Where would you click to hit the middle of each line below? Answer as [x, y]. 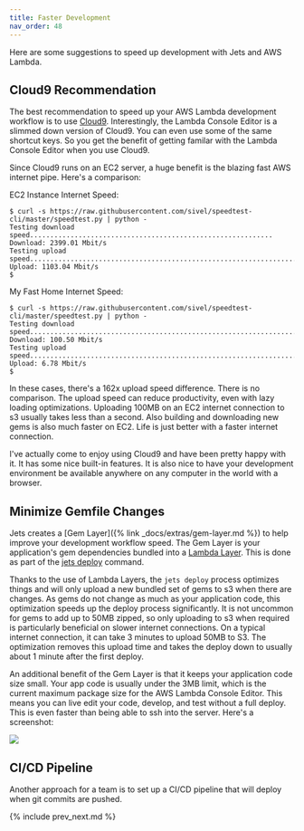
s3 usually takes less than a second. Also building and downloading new [144, 417]
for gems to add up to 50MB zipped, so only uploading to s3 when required [149, 618]
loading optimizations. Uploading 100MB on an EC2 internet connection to [147, 407]
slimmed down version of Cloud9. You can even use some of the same [141, 131]
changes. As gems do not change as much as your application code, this [145, 599]
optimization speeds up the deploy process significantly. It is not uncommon [152, 608]
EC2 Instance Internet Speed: [64, 195]
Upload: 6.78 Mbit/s [48, 364]
